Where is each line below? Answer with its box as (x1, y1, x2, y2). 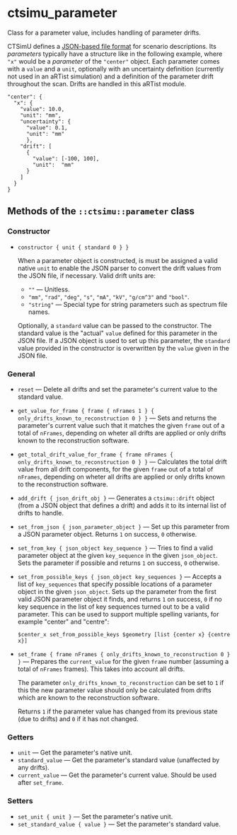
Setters (7, 796, 33, 806)
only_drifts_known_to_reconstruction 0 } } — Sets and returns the (17, 414, 217, 422)
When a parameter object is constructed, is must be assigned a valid (17, 256, 218, 264)
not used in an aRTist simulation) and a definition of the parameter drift (7, 72, 214, 81)
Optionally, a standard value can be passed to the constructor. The (17, 321, 212, 329)
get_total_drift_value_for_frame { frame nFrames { (17, 451, 173, 458)
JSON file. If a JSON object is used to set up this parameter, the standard (17, 336, 231, 344)
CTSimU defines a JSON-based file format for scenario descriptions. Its (7, 42, 217, 50)
